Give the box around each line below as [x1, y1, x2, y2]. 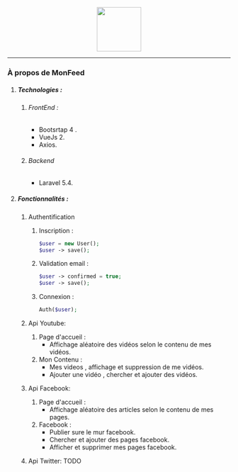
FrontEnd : [28, 103, 59, 111]
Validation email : [38, 259, 89, 268]
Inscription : [38, 226, 74, 235]
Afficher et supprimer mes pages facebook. [49, 443, 177, 451]
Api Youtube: [28, 319, 66, 327]
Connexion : [38, 293, 74, 301]
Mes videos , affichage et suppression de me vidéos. [49, 363, 204, 371]
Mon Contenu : [38, 355, 83, 364]
